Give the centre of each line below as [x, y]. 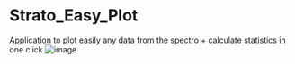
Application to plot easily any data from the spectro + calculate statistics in [147, 40]
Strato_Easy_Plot [74, 16]
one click [26, 49]
